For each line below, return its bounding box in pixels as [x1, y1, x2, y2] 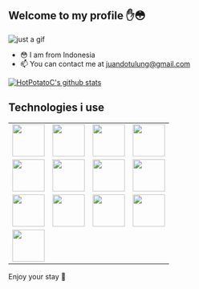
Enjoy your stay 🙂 [8, 271, 67, 281]
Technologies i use [8, 101, 105, 115]
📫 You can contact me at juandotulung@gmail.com [19, 59, 191, 68]
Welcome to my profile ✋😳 [8, 9, 146, 22]
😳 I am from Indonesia [19, 50, 95, 59]
